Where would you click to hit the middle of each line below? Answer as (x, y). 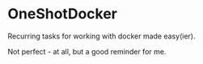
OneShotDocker (63, 14)
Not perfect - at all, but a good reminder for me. (87, 51)
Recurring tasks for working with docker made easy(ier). (101, 36)
